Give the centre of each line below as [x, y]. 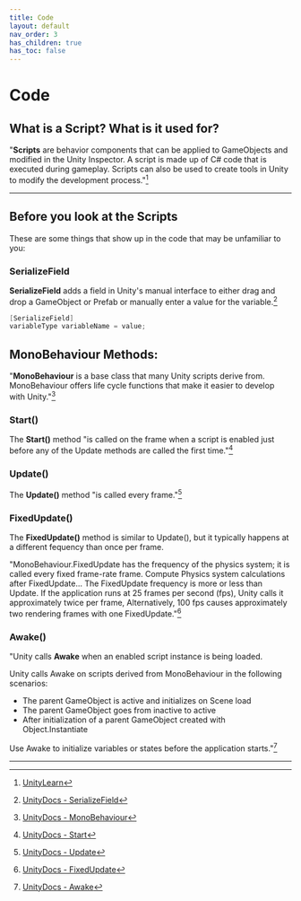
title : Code [31, 17]
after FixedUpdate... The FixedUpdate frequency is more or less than [136, 583]
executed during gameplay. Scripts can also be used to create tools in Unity [149, 169]
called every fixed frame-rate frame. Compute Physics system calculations [147, 573]
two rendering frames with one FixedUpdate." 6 [95, 613]
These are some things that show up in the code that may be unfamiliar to [145, 238]
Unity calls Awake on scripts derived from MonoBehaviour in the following [146, 673]
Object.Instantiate [55, 729]
